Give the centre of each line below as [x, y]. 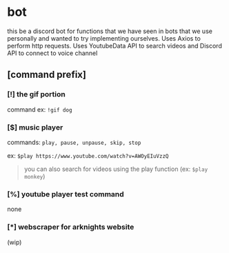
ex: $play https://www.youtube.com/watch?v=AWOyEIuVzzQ [88, 155]
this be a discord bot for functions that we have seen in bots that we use [110, 31]
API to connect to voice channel [52, 53]
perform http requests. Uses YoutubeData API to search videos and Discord [114, 45]
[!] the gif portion [36, 94]
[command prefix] [47, 75]
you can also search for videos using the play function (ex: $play [116, 169]
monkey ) [34, 176]
